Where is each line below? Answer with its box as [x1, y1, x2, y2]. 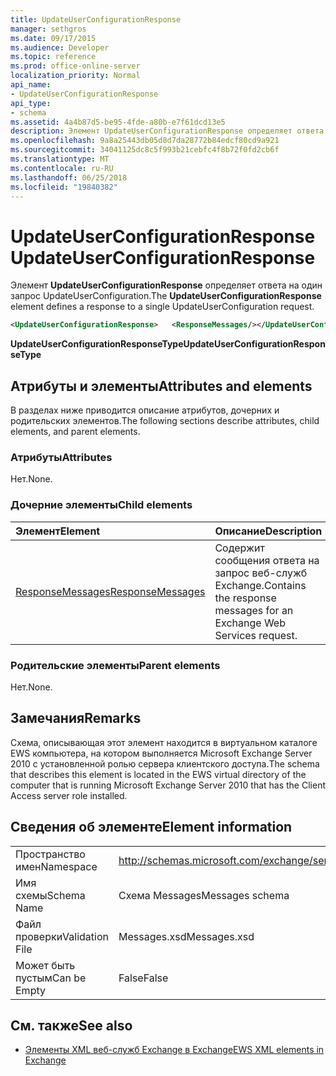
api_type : [10, 98, 52, 108]
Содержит [214, 541, 265, 555]
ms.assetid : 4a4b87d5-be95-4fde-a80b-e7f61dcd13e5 [10, 117, 226, 127]
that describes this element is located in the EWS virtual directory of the [10, 768, 307, 780]
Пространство [15, 847, 86, 861]
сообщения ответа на [214, 553, 320, 567]
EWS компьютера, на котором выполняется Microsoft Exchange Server [10, 747, 313, 759]
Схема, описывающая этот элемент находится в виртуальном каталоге [10, 736, 318, 748]
